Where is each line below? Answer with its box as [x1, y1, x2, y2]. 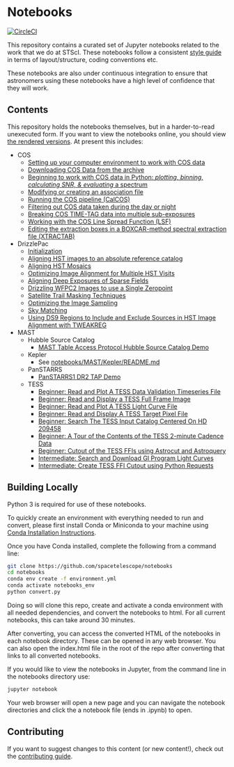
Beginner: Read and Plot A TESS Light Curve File [38, 402, 178, 411]
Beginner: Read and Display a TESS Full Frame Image [38, 395, 191, 403]
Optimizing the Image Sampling [27, 299, 118, 307]
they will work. [7, 84, 49, 92]
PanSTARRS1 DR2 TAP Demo [38, 372, 121, 381]
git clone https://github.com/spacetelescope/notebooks [7, 562, 173, 569]
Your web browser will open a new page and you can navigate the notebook [7, 698, 226, 706]
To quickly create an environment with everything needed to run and [7, 513, 204, 522]
